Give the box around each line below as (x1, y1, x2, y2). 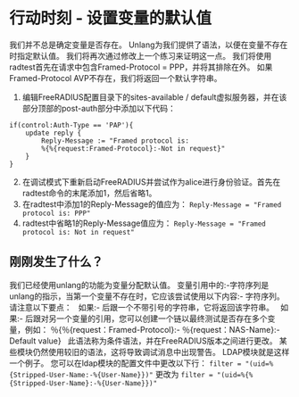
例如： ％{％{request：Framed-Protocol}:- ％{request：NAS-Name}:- (24, 324, 280, 335)
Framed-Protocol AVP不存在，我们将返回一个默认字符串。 (9, 72, 222, 83)
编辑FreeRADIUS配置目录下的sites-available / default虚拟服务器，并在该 (21, 91, 287, 103)
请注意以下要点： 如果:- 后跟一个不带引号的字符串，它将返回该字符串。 (9, 302, 275, 312)
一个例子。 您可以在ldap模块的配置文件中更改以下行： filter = (9, 358, 242, 368)
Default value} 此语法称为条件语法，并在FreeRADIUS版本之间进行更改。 (9, 335, 278, 346)
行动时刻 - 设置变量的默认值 (9, 8, 212, 29)
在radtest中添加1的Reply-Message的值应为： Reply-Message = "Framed (21, 198, 282, 210)
